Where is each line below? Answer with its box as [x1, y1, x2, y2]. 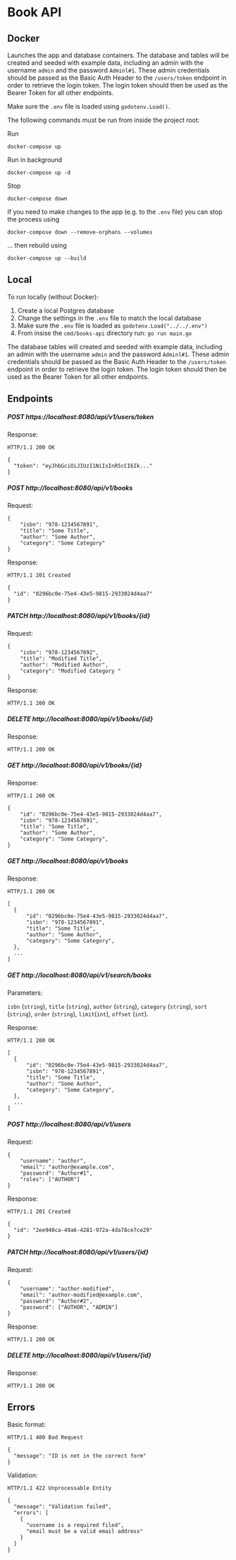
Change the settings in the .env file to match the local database [17, 313, 202, 322]
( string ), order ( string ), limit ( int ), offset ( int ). [7, 1010, 149, 1018]
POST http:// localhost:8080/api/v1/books [7, 483, 133, 492]
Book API [7, 4, 62, 20]
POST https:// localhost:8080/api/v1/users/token [7, 412, 154, 421]
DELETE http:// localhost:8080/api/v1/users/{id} [7, 1350, 151, 1359]
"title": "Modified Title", [20, 655, 102, 663]
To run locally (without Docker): [7, 292, 99, 301]
